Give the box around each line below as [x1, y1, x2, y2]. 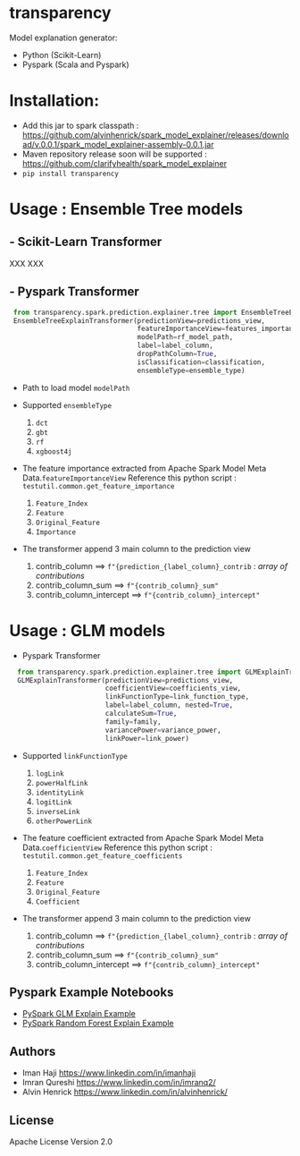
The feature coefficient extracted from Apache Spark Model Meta [21, 832, 264, 843]
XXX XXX [9, 258, 45, 268]
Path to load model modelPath [21, 382, 130, 393]
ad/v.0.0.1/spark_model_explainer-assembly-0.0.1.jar [21, 139, 214, 149]
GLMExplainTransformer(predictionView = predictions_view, [17, 676, 234, 684]
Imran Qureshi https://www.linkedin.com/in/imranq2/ [21, 1077, 216, 1088]
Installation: [9, 90, 100, 111]
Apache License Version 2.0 [9, 1135, 113, 1147]
